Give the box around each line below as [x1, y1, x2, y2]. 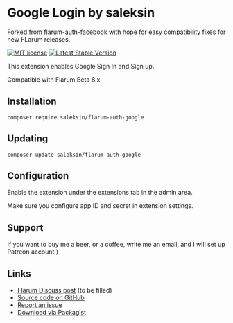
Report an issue [17, 301, 62, 309]
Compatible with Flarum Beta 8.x [7, 75, 101, 84]
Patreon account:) [7, 247, 59, 256]
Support [7, 222, 44, 234]
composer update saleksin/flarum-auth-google [7, 151, 141, 158]
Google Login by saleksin [7, 5, 155, 21]
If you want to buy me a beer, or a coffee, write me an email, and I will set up [7, 241, 225, 249]
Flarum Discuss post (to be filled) [17, 286, 112, 294]
